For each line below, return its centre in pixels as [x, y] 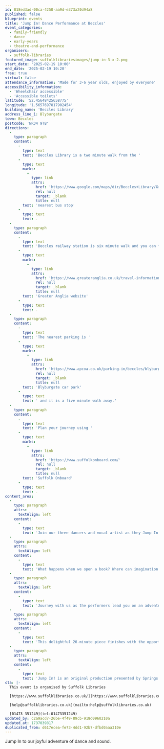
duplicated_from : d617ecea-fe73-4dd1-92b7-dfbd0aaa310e [63, 727]
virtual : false [20, 78]
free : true [16, 73]
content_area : [20, 496]
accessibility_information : [34, 87]
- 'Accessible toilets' [33, 96]
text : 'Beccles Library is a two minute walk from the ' [82, 155]
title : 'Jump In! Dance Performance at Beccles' [55, 23]
